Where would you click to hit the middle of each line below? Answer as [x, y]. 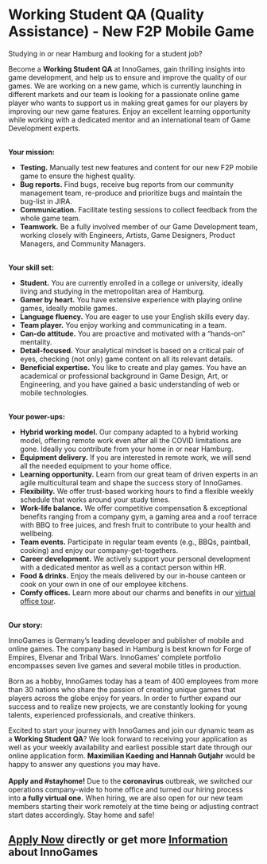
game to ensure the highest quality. [77, 176]
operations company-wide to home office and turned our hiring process [126, 789]
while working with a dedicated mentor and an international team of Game [130, 119]
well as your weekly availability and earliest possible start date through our [130, 747]
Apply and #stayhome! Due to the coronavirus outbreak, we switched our [130, 780]
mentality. [36, 342]
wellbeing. [37, 533]
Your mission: [32, 152]
